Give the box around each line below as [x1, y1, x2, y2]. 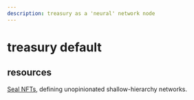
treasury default [7, 39, 102, 55]
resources [7, 66, 52, 79]
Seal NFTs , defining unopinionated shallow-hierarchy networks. [7, 85, 188, 93]
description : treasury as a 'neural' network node [7, 10, 155, 17]
